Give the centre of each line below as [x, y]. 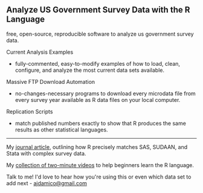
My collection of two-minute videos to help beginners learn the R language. [100, 165]
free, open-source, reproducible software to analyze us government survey [100, 34]
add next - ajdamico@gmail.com [47, 183]
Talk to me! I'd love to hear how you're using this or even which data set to [99, 177]
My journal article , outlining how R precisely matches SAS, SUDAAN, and [97, 147]
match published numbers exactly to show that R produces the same [100, 123]
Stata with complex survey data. [46, 153]
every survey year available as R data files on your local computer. [98, 100]
